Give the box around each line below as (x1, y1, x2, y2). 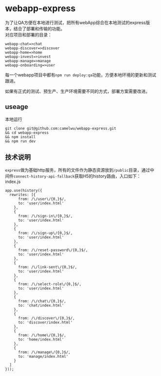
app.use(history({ (5, 188, 42, 193)
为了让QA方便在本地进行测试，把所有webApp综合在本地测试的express (5, 19, 146, 25)
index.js (5, 179, 21, 184)
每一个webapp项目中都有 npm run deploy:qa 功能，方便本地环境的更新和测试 (5, 72, 157, 78)
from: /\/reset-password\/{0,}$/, (18, 248, 89, 252)
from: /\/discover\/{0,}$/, (18, 316, 75, 321)
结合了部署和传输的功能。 (13, 25, 65, 32)
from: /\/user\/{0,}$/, (18, 197, 67, 201)
